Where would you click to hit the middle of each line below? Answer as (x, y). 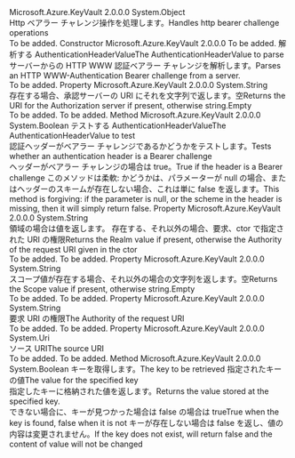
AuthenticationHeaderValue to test (72, 136)
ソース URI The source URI (57, 348)
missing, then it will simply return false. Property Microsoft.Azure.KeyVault (145, 208)
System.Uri (30, 338)
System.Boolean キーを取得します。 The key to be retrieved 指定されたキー (146, 369)
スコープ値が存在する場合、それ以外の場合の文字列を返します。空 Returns (144, 279)
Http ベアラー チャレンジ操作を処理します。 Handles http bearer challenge (144, 23)
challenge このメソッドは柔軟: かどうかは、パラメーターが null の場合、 (140, 178)
